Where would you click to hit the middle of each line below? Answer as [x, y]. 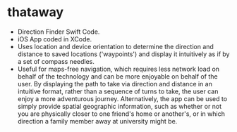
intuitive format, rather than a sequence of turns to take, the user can [118, 91]
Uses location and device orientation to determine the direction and [115, 46]
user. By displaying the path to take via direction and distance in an [115, 84]
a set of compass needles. [56, 61]
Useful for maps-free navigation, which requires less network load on [119, 69]
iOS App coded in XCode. [55, 39]
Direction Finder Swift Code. [59, 32]
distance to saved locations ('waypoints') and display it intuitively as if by [123, 54]
